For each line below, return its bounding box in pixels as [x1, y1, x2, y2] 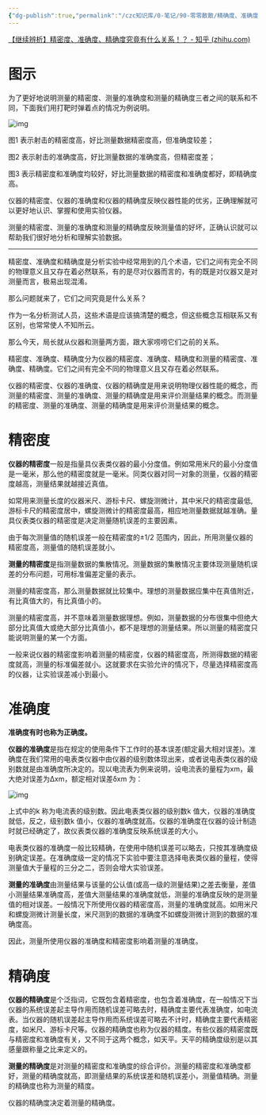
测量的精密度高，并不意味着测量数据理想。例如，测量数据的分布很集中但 [8, 613, 244, 622]
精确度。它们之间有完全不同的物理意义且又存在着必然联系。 [28, 363, 223, 373]
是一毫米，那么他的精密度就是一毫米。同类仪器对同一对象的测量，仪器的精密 [8, 469, 258, 479]
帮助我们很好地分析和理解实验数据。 [8, 232, 127, 242]
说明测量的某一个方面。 [14, 632, 92, 642]
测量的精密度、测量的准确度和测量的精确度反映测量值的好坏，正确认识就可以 [8, 222, 258, 232]
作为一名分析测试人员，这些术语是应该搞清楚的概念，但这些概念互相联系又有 [8, 310, 258, 320]
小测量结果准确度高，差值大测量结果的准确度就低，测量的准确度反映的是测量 [8, 890, 258, 899]
